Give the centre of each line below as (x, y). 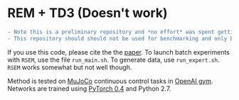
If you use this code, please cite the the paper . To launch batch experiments (118, 52)
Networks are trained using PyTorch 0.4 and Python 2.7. (89, 88)
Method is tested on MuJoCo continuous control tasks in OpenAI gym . (110, 81)
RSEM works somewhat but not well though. (70, 67)
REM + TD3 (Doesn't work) (88, 13)
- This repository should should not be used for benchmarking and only (117, 38)
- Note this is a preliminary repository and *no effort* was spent (111, 32)
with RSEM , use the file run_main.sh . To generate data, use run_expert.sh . (113, 60)
